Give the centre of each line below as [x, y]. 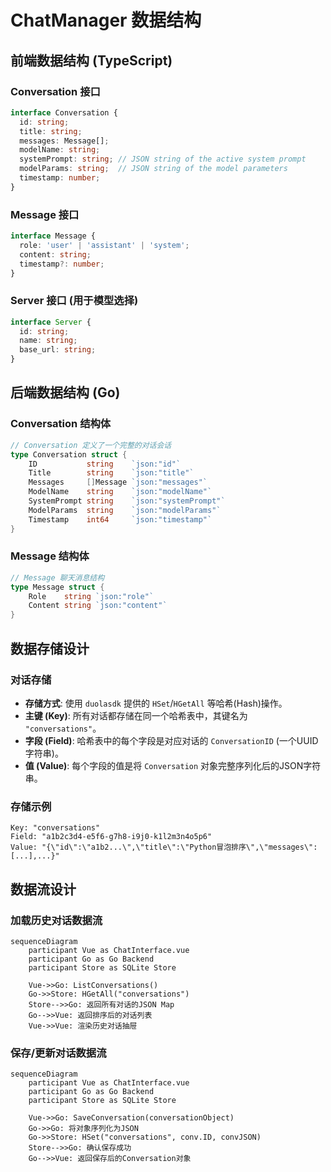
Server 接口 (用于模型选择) [74, 301]
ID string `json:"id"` [105, 464]
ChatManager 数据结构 [106, 20]
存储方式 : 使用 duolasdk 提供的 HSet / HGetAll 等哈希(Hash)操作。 [156, 703]
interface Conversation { [64, 112]
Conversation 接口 [55, 91]
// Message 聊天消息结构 [57, 577]
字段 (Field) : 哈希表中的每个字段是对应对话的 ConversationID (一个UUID [171, 740]
